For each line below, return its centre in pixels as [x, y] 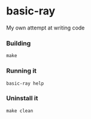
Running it [22, 71]
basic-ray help [25, 83]
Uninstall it [22, 99]
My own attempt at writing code [45, 28]
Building [19, 43]
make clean [20, 111]
